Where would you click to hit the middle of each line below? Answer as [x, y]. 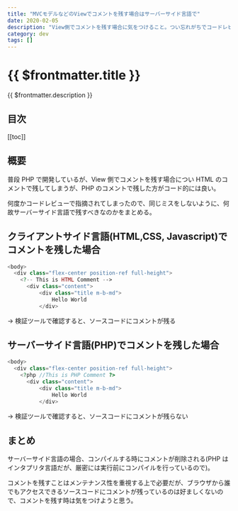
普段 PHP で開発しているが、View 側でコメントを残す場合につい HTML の [114, 179]
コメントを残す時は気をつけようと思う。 [78, 500]
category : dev [28, 34]
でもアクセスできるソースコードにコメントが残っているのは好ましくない [112, 492]
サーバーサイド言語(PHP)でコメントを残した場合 [113, 345]
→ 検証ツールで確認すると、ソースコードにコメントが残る [92, 321]
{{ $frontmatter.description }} [50, 95]
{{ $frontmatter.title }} [74, 76]
